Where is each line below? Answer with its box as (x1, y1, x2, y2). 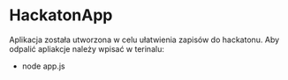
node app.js (21, 61, 65, 71)
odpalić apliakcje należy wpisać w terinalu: (9, 43, 165, 54)
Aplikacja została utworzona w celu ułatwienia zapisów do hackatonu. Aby (9, 34, 280, 45)
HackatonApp (9, 5, 113, 25)
